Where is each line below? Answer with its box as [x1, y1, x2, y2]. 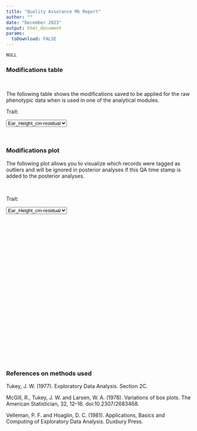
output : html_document [6, 25, 62, 31]
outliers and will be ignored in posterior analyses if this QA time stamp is [6, 166, 181, 173]
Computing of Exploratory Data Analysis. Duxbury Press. [6, 417, 143, 425]
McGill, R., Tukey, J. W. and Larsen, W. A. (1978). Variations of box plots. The [6, 394, 191, 401]
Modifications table [6, 65, 64, 74]
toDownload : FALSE [11, 36, 57, 42]
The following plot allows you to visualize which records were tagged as [6, 160, 181, 167]
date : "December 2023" [6, 19, 62, 25]
